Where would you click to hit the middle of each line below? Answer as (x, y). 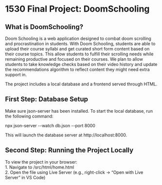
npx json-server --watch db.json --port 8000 (50, 125)
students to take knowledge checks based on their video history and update (81, 64)
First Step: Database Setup (47, 99)
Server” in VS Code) (25, 177)
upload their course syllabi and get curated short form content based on (77, 49)
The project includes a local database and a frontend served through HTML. (81, 84)
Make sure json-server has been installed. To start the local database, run (79, 111)
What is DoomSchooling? (44, 27)
